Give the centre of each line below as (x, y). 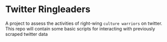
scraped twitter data (27, 34)
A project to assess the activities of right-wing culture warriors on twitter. (84, 23)
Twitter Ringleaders (48, 9)
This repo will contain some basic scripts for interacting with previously (80, 28)
